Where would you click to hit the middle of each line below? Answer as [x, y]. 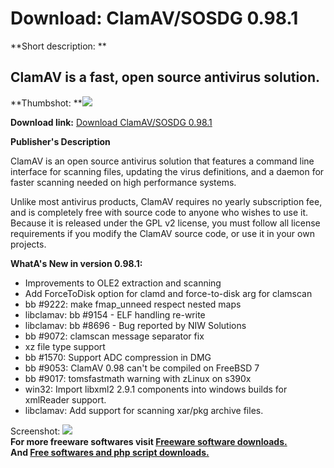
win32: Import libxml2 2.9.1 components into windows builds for [156, 389]
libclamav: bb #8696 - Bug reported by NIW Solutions [135, 325]
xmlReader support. [65, 399]
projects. [28, 244]
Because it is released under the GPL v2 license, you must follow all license [165, 223]
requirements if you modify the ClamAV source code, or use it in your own [162, 233]
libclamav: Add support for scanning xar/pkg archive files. [144, 410]
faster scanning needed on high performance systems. [123, 182]
